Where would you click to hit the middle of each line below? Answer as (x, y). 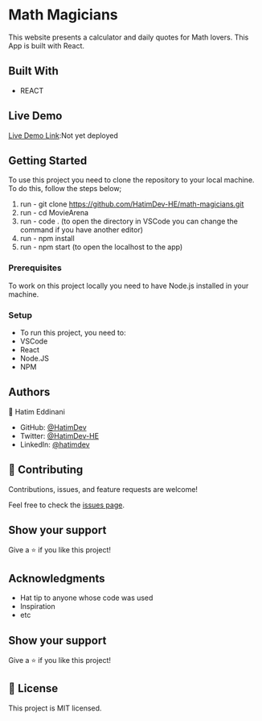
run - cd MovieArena (54, 213)
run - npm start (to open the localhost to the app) (101, 247)
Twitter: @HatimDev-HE (59, 436)
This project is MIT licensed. (55, 708)
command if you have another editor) (81, 230)
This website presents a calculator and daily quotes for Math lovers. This (129, 37)
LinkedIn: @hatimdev (55, 444)
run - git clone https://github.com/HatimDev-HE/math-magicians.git (132, 204)
